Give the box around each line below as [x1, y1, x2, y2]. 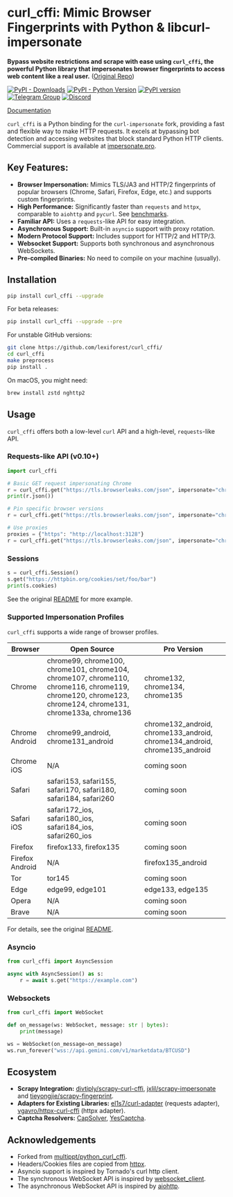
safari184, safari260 [46, 794, 114, 803]
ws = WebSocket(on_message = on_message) [7, 1040, 123, 1047]
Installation [7, 274, 57, 286]
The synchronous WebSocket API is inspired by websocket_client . [17, 1175, 206, 1183]
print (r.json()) [7, 493, 54, 500]
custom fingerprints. [17, 195, 76, 203]
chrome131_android [46, 736, 114, 746]
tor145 [46, 873, 70, 883]
